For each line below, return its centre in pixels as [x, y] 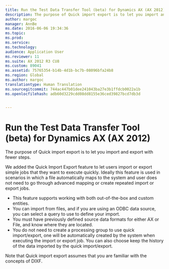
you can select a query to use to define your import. [66, 214]
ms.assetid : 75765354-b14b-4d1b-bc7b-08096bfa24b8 [59, 71]
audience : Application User [35, 52]
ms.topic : [16, 33]
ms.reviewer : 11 [22, 56]
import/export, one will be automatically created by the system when [83, 235]
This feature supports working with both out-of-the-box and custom [83, 198]
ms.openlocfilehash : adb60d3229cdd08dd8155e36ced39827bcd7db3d [73, 94]
